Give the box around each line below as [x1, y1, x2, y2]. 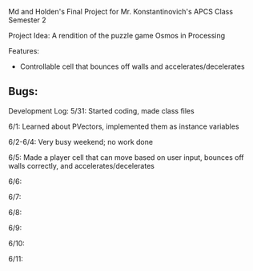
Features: [8, 46, 40, 55]
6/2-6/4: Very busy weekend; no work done [8, 137, 154, 146]
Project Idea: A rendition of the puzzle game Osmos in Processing [8, 31, 226, 40]
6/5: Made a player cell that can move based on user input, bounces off [8, 152, 244, 162]
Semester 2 [8, 15, 46, 25]
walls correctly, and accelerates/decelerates [8, 161, 155, 170]
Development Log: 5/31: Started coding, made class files [8, 106, 195, 115]
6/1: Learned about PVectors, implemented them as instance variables [8, 122, 239, 131]
